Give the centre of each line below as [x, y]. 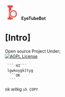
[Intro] [18, 38]
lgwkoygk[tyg [20, 70]
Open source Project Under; [33, 51]
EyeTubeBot [33, 18]
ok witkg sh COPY [22, 89]
